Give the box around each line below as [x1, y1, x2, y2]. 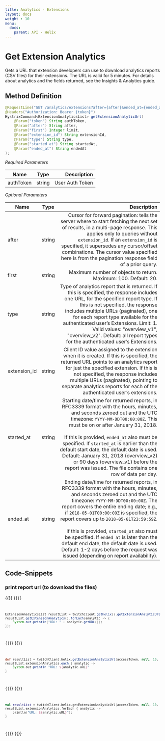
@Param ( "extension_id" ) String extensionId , [14, 132, 107, 137]
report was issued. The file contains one [65, 465, 158, 472]
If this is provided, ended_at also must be [64, 434, 158, 441]
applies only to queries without [86, 230, 158, 237]
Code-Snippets [5, 569, 53, 577]
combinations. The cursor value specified [62, 249, 158, 256]
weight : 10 [5, 16, 29, 21]
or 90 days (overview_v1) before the [73, 458, 158, 465]
